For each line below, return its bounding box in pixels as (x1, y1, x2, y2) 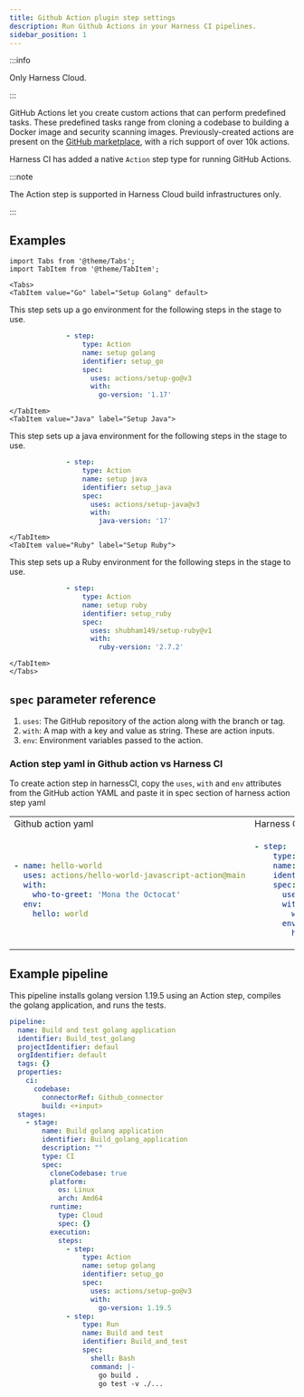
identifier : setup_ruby (81, 608, 172, 618)
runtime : (49, 1202, 83, 1211)
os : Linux (57, 1185, 95, 1195)
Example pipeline (9, 966, 109, 981)
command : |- (90, 1362, 136, 1372)
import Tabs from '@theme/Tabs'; (9, 257, 136, 266)
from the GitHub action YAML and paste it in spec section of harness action (9, 788, 291, 799)
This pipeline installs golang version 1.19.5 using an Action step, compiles (9, 990, 281, 1000)
